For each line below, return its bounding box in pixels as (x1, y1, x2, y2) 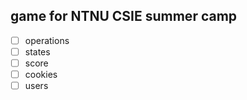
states (24, 45, 51, 58)
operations (24, 34, 70, 46)
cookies (24, 69, 58, 80)
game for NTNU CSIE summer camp (10, 8, 238, 25)
